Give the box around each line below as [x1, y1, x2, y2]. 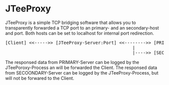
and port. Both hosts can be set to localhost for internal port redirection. [5, 30, 154, 36]
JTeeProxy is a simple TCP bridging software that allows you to [5, 19, 136, 25]
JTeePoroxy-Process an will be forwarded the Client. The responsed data [5, 64, 157, 70]
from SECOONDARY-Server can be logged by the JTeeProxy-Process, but [5, 69, 158, 75]
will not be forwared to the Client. [5, 75, 74, 81]
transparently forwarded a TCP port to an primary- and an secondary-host [5, 24, 159, 30]
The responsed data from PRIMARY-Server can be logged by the [5, 59, 139, 65]
